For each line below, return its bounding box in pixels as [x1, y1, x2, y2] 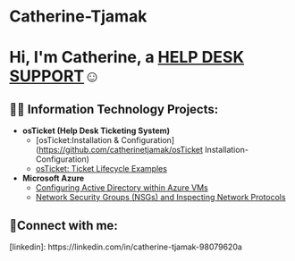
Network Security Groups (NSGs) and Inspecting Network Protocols [35, 192, 286, 203]
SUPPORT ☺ [9, 66, 101, 87]
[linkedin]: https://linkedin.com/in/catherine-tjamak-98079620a [9, 241, 243, 252]
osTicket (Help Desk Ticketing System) [21, 125, 171, 136]
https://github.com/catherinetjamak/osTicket [38, 145, 204, 156]
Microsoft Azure [21, 173, 85, 184]
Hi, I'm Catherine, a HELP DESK [9, 47, 245, 68]
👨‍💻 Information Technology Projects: [9, 101, 219, 117]
